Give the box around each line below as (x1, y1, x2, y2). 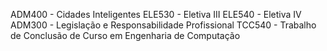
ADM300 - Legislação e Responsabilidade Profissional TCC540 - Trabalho (10, 19, 317, 31)
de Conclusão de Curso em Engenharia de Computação (10, 30, 241, 41)
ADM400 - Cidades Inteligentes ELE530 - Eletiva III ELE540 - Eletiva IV (10, 9, 302, 20)
